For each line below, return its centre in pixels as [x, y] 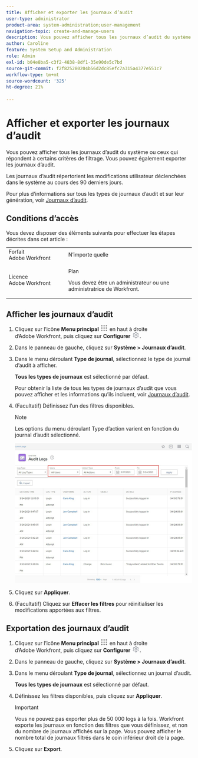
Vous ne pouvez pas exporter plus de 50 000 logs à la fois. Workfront [99, 719]
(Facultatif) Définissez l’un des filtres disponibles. [75, 406]
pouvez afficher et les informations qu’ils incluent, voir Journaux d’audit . [102, 395]
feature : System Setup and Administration [59, 50]
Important [27, 707]
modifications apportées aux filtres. [58, 610]
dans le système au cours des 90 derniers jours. [65, 182]
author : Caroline [27, 44]
